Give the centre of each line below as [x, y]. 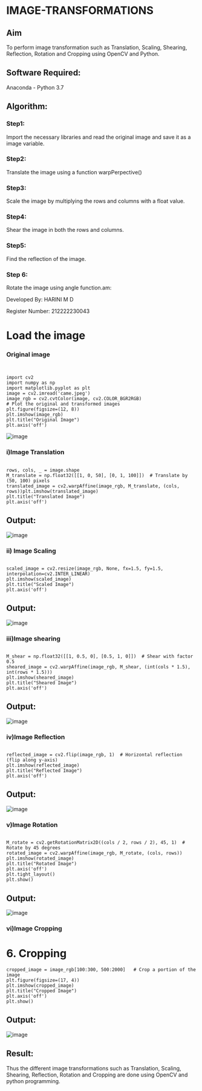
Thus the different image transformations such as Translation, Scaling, [94, 1068]
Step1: [16, 124]
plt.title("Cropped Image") [42, 990]
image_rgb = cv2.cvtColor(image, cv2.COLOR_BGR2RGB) [74, 399]
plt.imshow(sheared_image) [40, 677]
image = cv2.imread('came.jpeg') [48, 394]
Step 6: [17, 274]
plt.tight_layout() [31, 875]
